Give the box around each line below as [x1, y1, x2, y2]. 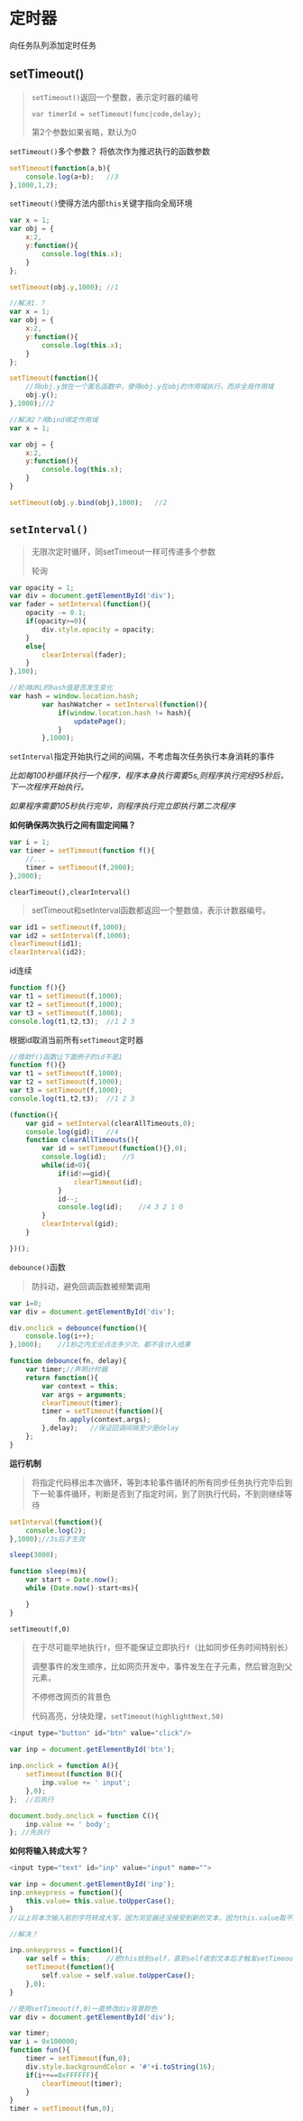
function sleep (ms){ [9, 1567, 87, 1576]
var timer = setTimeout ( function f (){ [9, 846, 155, 855]
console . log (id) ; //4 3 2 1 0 [57, 1203, 183, 1212]
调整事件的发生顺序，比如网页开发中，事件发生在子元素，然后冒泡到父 [31, 1661, 293, 1672]
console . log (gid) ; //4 [25, 1127, 119, 1137]
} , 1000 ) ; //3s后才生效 [9, 1535, 86, 1544]
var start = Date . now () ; [25, 1575, 119, 1584]
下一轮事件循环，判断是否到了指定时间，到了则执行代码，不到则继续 [31, 1488, 285, 1499]
